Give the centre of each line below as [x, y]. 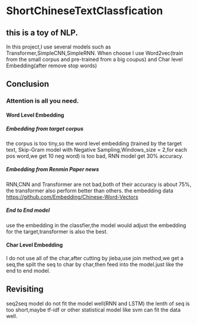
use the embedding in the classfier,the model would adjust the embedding [96, 225]
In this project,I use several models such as [58, 47]
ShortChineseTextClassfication [85, 11]
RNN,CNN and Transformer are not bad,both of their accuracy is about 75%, [99, 184]
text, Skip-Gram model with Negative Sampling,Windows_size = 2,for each [97, 149]
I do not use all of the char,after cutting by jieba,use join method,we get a [95, 258]
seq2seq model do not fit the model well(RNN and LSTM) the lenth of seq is [98, 303]
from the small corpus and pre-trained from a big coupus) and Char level [94, 59]
